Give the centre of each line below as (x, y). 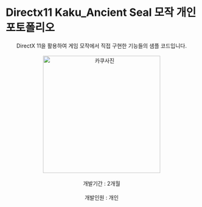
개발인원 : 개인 (102, 197)
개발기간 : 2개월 (102, 183)
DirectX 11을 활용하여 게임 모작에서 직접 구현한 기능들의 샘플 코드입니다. (102, 46)
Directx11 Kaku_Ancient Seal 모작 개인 (101, 12)
